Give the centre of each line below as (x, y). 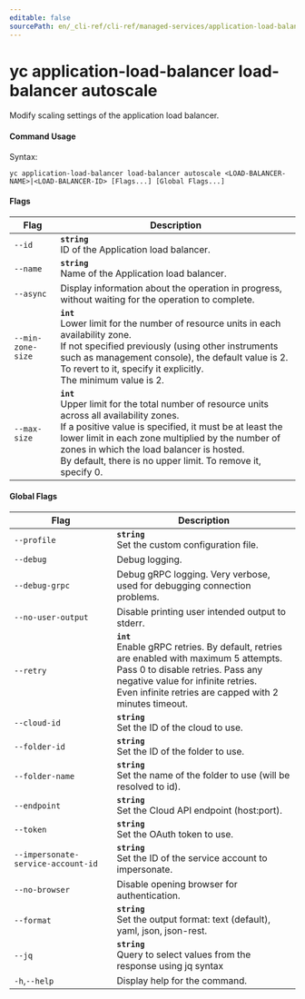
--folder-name (44, 776)
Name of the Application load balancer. (143, 273)
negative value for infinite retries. (187, 681)
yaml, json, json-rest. (162, 931)
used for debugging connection (184, 586)
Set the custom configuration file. (187, 545)
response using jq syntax (170, 966)
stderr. (131, 623)
